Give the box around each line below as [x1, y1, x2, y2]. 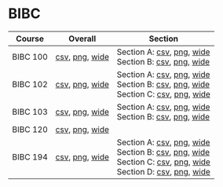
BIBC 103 [12, 106, 49, 117]
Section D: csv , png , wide [116, 166, 210, 177]
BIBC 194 [12, 151, 49, 162]
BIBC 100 [12, 51, 49, 62]
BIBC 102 [12, 79, 49, 90]
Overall [68, 33, 97, 44]
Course [15, 33, 45, 44]
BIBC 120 [12, 123, 49, 134]
